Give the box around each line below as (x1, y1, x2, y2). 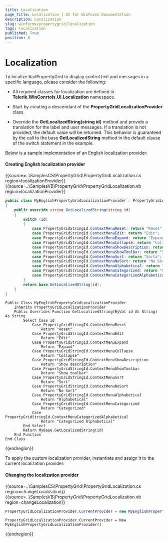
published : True (5, 31, 39, 36)
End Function (14, 432, 41, 437)
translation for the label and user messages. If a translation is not (12, 124, 146, 130)
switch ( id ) (23, 217, 48, 222)
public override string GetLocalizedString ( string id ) (14, 207, 131, 212)
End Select (23, 424, 46, 429)
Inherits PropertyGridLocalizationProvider (14, 305, 106, 310)
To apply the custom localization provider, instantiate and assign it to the (5, 455, 154, 461)
